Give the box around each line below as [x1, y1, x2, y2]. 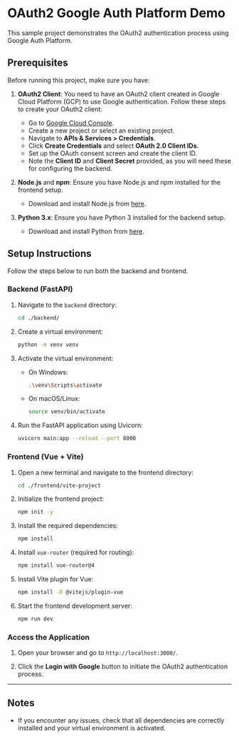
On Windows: [28, 367, 68, 376]
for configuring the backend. [28, 164, 112, 173]
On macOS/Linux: [28, 394, 80, 403]
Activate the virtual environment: [17, 354, 114, 362]
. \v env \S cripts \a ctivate [28, 382, 102, 389]
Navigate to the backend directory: [17, 300, 117, 309]
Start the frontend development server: [17, 601, 133, 610]
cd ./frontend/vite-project [17, 481, 101, 489]
